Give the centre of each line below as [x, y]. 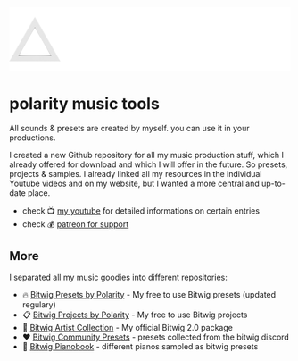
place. [39, 193]
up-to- [273, 184]
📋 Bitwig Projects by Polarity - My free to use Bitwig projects [135, 315]
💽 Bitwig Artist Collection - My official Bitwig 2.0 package [128, 328]
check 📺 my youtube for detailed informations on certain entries [141, 211]
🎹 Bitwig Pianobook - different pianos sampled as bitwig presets [140, 347]
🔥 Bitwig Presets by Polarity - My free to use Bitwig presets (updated [149, 295]
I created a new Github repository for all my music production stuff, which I [146, 155]
